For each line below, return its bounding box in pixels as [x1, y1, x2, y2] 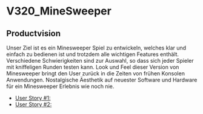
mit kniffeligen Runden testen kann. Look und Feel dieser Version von [6, 63, 179, 71]
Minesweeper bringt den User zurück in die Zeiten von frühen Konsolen [6, 70, 185, 77]
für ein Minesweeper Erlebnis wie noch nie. [6, 83, 115, 90]
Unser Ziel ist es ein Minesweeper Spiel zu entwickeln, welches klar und [6, 44, 187, 51]
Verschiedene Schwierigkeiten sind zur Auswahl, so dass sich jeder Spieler [6, 57, 194, 64]
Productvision [6, 28, 61, 39]
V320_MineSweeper [6, 4, 112, 18]
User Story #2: [15, 101, 52, 108]
